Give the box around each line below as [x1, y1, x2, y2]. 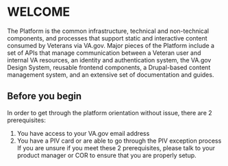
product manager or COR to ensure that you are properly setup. [16, 151, 197, 159]
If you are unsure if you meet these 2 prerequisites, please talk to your [16, 143, 216, 152]
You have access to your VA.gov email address [16, 129, 150, 137]
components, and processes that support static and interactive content [7, 34, 207, 42]
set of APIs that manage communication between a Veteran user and [7, 49, 201, 57]
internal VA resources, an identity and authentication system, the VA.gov [7, 56, 212, 64]
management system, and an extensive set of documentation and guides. [7, 70, 214, 79]
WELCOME [7, 4, 71, 20]
